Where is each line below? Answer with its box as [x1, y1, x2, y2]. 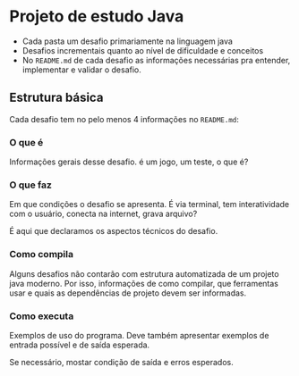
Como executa [9, 310, 74, 322]
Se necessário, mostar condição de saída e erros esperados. [9, 356, 235, 367]
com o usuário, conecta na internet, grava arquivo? [9, 208, 198, 220]
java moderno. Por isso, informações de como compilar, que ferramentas [9, 278, 279, 288]
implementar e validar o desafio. [21, 64, 141, 75]
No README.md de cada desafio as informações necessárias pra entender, [21, 54, 291, 65]
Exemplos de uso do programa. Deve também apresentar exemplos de [9, 330, 269, 340]
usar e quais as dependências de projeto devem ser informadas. [9, 288, 247, 298]
